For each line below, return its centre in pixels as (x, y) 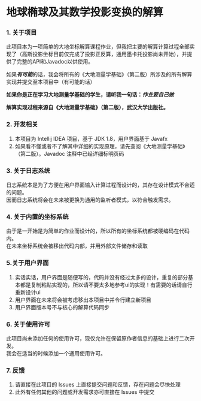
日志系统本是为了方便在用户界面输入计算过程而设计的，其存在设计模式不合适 (100, 185)
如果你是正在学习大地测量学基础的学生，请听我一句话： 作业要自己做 (90, 95)
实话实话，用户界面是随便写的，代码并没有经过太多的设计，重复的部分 (101, 277)
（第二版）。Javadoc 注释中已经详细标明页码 (69, 153)
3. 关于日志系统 (28, 170)
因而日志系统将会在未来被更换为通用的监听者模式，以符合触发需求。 (90, 200)
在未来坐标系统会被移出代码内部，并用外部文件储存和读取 (77, 246)
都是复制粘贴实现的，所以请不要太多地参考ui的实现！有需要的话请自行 (106, 285)
